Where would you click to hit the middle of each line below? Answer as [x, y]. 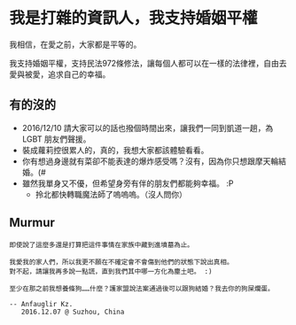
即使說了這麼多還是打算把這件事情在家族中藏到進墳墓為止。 [101, 244]
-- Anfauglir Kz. [41, 304]
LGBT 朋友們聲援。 [56, 139]
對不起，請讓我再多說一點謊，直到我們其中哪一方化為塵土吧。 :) [111, 271]
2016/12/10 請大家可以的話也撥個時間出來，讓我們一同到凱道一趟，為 [148, 128]
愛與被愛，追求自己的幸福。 [60, 74]
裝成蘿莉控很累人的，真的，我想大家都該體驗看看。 [115, 150]
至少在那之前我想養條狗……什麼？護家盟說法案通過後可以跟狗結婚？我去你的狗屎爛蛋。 [142, 289]
